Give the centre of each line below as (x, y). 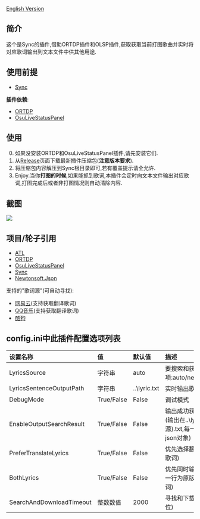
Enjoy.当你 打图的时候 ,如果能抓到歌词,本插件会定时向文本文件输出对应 (99, 176)
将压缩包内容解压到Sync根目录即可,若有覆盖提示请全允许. (85, 168)
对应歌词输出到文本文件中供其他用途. (51, 52)
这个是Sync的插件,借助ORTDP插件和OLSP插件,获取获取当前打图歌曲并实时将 (100, 44)
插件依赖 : (18, 99)
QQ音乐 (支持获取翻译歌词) (47, 311)
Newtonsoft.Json (36, 278)
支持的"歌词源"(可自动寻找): (40, 291)
